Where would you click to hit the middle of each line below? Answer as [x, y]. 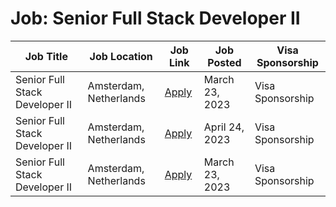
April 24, [224, 127]
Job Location [121, 56]
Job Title [46, 56]
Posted [224, 62]
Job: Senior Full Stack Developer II [155, 18]
